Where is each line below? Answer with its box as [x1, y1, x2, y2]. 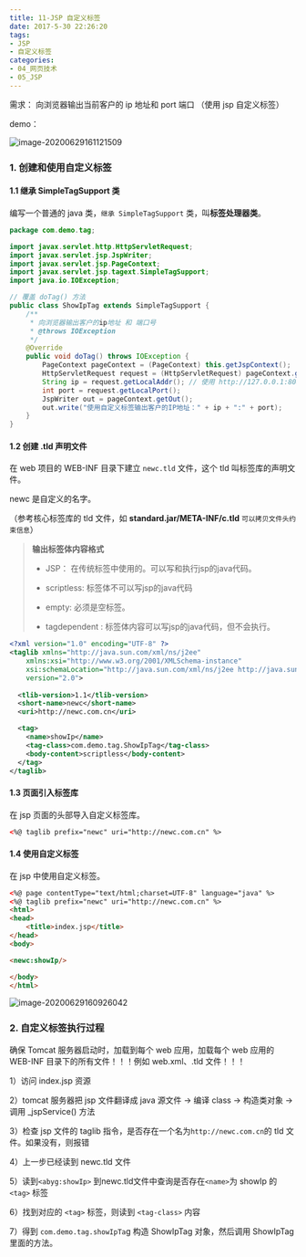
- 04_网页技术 [9, 65, 57, 74]
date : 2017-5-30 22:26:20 [9, 22, 107, 31]
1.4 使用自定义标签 [9, 848, 79, 859]
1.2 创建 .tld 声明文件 [9, 440, 87, 452]
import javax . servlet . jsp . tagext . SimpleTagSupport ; [9, 267, 209, 277]
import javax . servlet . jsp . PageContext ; [9, 259, 161, 268]
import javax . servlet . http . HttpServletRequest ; [9, 242, 194, 251]
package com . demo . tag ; [9, 225, 96, 235]
